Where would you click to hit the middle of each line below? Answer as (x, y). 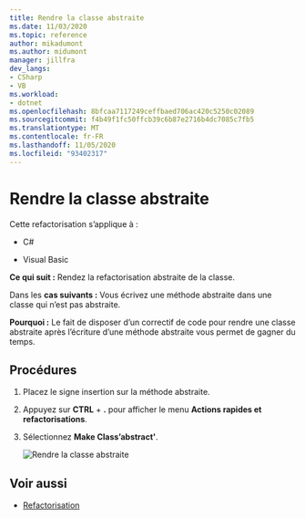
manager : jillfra (42, 60)
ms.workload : (34, 94)
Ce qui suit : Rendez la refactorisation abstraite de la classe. (122, 277)
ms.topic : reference (49, 35)
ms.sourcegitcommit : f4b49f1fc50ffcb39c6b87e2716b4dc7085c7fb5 (132, 119)
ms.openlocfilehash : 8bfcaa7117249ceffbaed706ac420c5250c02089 (132, 111)
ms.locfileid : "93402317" (58, 153)
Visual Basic (46, 259)
